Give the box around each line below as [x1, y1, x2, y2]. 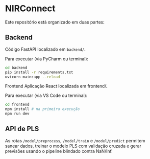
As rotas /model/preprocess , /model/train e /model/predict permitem [5, 137, 146, 143]
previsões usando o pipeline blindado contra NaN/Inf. [5, 148, 113, 154]
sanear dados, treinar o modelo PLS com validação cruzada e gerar [5, 143, 141, 149]
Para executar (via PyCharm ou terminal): [5, 56, 89, 62]
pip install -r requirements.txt [5, 69, 74, 75]
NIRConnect [5, 3, 55, 14]
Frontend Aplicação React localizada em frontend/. [5, 83, 108, 89]
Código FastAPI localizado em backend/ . [5, 46, 86, 52]
